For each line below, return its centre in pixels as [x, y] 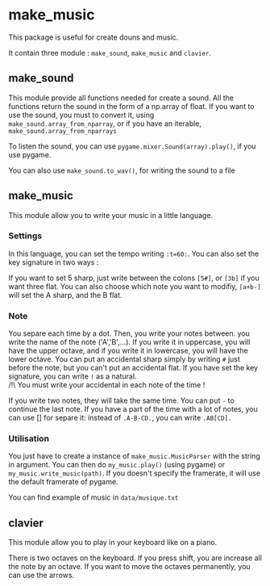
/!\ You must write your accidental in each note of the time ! [107, 385]
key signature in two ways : [54, 262]
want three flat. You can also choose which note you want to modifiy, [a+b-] [135, 286]
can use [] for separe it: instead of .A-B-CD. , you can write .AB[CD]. [120, 418]
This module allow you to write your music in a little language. [111, 215]
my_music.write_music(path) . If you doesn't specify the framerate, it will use [134, 473]
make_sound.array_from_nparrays [62, 131]
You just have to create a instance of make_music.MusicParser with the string [134, 456]
